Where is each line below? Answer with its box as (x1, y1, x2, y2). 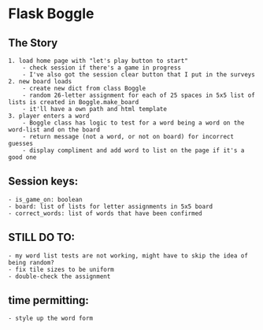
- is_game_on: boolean (8, 195, 83, 203)
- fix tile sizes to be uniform (8, 265, 114, 273)
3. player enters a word (8, 112, 90, 120)
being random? (8, 258, 55, 266)
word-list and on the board (8, 126, 101, 134)
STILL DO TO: (8, 231, 76, 244)
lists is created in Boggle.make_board (8, 98, 139, 106)
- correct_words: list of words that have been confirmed (8, 209, 202, 217)
